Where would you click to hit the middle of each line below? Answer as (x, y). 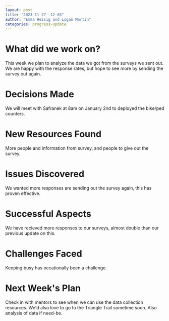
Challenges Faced (44, 254)
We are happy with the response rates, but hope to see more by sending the (84, 68)
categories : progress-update (36, 24)
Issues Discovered (45, 174)
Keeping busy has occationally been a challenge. (56, 268)
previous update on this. (30, 233)
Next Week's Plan (43, 288)
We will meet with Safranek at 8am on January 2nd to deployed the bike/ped (85, 108)
